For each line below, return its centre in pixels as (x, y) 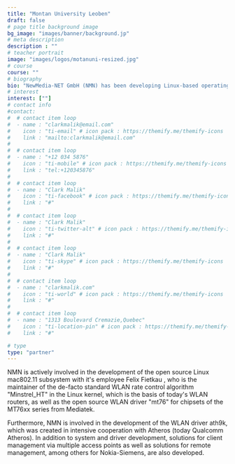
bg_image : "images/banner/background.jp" (69, 33)
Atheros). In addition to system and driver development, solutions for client (115, 438)
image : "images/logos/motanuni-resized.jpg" (73, 60)
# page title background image (53, 27)
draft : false (26, 20)
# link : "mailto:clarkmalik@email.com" (72, 137)
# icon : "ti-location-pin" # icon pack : (74, 327)
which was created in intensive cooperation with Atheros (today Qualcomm (115, 430)
